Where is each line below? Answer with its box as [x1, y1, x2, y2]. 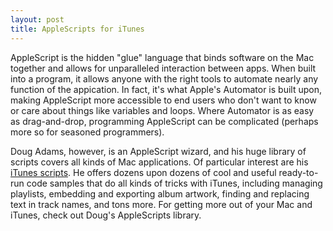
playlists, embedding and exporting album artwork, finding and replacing [10, 187, 310, 200]
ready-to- [278, 166, 319, 178]
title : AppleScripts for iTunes [10, 24, 145, 34]
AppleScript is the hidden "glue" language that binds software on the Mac [10, 51, 315, 63]
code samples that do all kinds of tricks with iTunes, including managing [26, 177, 323, 189]
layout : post [10, 14, 65, 25]
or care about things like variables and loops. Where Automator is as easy [10, 104, 315, 116]
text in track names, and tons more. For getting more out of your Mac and [10, 198, 313, 210]
